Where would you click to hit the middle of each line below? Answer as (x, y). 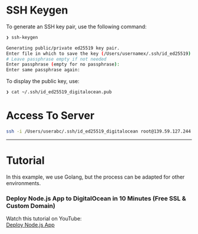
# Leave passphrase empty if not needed (57, 59)
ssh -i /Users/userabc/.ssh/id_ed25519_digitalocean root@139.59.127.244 (99, 131)
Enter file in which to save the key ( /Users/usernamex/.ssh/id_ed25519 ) (99, 54)
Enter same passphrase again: (43, 70)
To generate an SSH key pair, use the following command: (77, 27)
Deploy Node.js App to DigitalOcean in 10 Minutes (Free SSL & (96, 198)
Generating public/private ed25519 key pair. (63, 48)
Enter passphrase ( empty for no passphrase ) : (63, 65)
